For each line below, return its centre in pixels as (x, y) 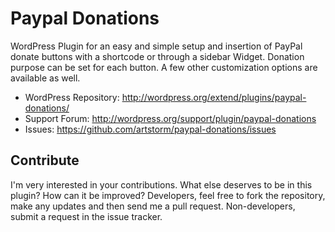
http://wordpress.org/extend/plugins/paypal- (214, 97)
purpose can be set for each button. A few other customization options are (164, 67)
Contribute (45, 160)
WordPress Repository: (72, 97)
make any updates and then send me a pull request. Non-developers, (153, 206)
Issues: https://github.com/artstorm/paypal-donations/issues (150, 129)
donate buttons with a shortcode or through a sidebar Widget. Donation (157, 56)
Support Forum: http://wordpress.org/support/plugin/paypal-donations (170, 118)
